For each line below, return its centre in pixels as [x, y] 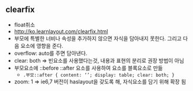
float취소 [25, 25]
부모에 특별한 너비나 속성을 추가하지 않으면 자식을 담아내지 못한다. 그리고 [98, 38]
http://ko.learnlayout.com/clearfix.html [61, 31]
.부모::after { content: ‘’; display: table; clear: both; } [99, 75]
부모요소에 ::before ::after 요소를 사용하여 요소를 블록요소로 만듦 [89, 68]
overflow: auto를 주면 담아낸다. [51, 53]
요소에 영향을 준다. [42, 45]
